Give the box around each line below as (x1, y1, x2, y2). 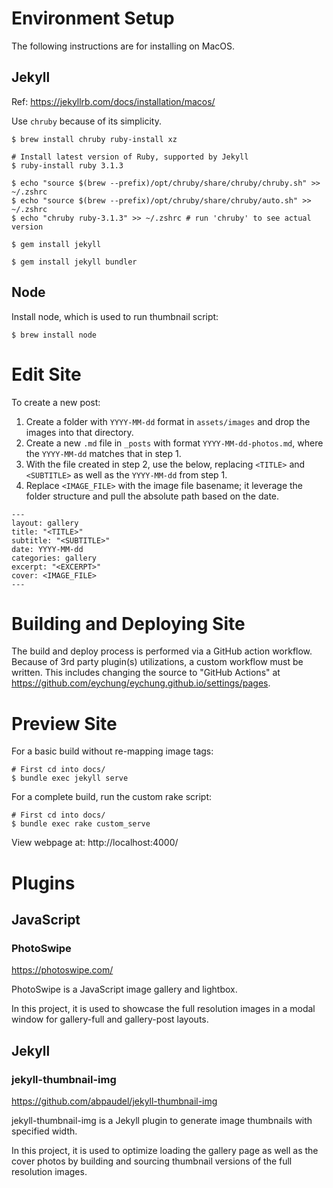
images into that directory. (25, 426, 134, 438)
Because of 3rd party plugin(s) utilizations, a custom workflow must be (11, 656, 304, 668)
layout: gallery (11, 518, 79, 528)
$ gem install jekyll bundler (11, 257, 138, 267)
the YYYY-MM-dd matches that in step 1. (25, 447, 182, 459)
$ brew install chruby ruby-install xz (11, 134, 178, 144)
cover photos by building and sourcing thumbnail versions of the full (11, 1155, 293, 1167)
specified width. (11, 1125, 78, 1137)
